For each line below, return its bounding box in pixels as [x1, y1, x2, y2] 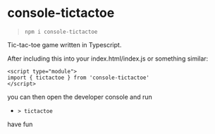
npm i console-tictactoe [24, 28, 98, 35]
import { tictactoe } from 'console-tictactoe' [7, 74, 150, 81]
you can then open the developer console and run [7, 92, 153, 101]
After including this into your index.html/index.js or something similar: [7, 54, 209, 63]
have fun [7, 120, 33, 128]
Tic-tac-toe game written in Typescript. [7, 40, 122, 49]
